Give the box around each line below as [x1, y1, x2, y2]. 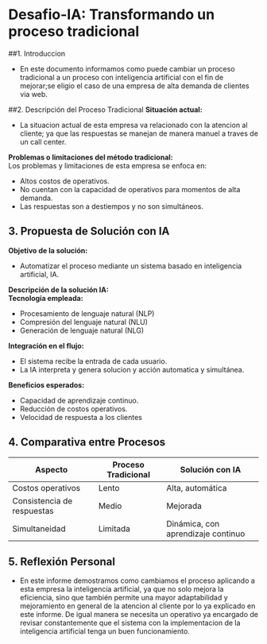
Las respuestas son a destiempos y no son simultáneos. [19, 201, 204, 211]
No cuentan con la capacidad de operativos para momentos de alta [19, 184, 241, 194]
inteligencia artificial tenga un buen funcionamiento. [19, 627, 191, 636]
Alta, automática [166, 482, 227, 493]
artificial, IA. [19, 269, 60, 279]
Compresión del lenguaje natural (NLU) [19, 317, 149, 326]
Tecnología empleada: [8, 293, 83, 303]
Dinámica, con [166, 518, 220, 529]
